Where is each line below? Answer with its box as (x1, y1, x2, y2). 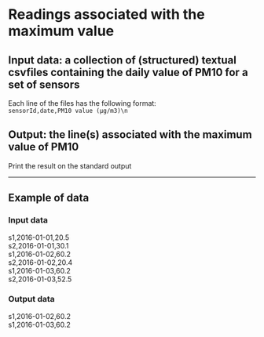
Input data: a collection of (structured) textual (8, 53, 237, 67)
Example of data (8, 191, 90, 205)
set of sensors (8, 78, 80, 91)
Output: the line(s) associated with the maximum (8, 128, 253, 142)
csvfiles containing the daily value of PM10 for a (8, 65, 249, 79)
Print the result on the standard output (8, 161, 132, 170)
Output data (8, 294, 55, 305)
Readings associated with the (8, 5, 206, 24)
